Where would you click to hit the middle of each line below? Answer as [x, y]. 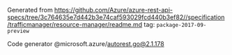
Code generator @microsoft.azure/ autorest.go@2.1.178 [86, 44]
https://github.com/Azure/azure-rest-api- [114, 10]
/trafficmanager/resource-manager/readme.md [75, 24]
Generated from [30, 10]
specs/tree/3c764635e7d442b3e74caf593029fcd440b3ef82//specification [116, 17]
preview [18, 31]
